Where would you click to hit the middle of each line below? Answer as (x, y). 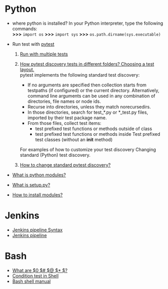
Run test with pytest (33, 44)
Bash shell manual (31, 281)
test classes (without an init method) (74, 139)
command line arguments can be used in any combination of (91, 96)
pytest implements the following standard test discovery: (80, 75)
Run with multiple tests (44, 54)
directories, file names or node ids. (64, 101)
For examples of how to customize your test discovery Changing (88, 149)
